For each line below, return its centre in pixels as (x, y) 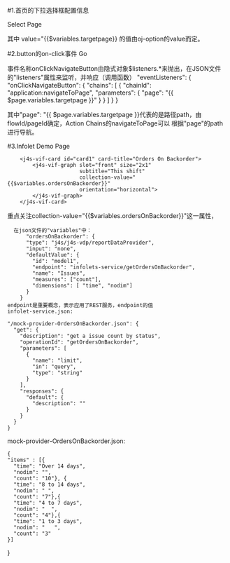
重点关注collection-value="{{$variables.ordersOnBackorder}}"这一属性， (113, 216)
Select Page (24, 24)
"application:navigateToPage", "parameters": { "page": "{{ (91, 93)
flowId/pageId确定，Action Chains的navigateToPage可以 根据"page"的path (115, 123)
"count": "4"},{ (37, 515)
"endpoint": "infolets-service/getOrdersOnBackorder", (114, 267)
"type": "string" (57, 373)
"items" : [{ (26, 460)
